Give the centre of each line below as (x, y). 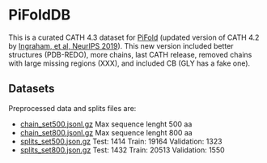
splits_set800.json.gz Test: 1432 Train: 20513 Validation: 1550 (122, 150)
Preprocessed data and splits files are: (72, 108)
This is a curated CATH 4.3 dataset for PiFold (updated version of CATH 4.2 (134, 37)
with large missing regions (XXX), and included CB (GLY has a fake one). (129, 63)
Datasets (32, 89)
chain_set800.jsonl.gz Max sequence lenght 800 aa (106, 132)
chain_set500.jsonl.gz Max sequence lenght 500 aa (106, 124)
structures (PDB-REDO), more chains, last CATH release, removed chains (130, 54)
